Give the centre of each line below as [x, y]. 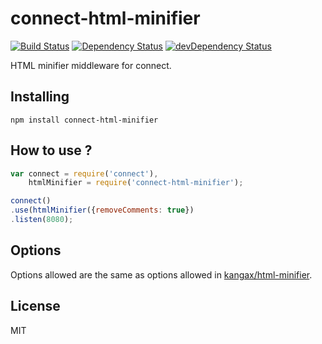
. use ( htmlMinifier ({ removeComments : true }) [102, 210]
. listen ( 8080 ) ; [42, 220]
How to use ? [51, 150]
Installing [40, 97]
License [35, 306]
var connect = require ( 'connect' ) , [84, 173]
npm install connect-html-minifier [84, 120]
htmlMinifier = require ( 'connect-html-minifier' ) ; [136, 183]
